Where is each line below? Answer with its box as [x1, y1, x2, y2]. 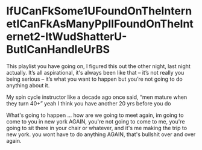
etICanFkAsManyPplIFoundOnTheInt [6, 17, 194, 31]
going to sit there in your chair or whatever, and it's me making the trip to [6, 124, 188, 131]
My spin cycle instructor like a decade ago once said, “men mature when [6, 93, 188, 101]
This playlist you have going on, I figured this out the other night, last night [6, 62, 191, 70]
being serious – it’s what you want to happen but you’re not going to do [6, 75, 183, 83]
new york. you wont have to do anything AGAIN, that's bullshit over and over [6, 131, 196, 138]
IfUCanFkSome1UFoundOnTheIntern [6, 4, 192, 18]
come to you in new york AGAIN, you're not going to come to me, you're [6, 117, 185, 125]
